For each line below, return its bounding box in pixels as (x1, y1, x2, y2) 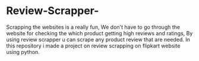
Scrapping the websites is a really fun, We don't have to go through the (6, 23, 180, 30)
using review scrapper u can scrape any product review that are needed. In (6, 36, 190, 43)
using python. (6, 48, 40, 55)
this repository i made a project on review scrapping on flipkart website (6, 42, 181, 49)
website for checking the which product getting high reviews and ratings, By (6, 29, 193, 36)
